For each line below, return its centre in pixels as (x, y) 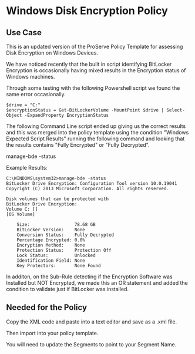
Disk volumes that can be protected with (58, 199)
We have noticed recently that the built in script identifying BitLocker (89, 64)
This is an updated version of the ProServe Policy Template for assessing (95, 46)
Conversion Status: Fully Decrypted (65, 235)
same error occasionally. (36, 94)
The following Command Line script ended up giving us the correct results (96, 126)
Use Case (24, 33)
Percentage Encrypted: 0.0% (51, 240)
